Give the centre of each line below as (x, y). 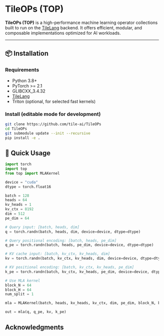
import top (16, 169)
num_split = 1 (20, 294)
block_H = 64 (18, 290)
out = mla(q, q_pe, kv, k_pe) (36, 312)
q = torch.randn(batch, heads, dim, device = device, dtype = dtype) (73, 232)
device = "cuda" (21, 182)
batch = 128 (17, 196)
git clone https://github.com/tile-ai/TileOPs (53, 124)
